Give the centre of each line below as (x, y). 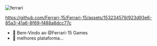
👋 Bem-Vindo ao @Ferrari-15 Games (50, 33)
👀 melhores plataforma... (38, 38)
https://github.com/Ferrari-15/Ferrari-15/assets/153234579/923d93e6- (78, 17)
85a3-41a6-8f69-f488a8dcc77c (38, 23)
